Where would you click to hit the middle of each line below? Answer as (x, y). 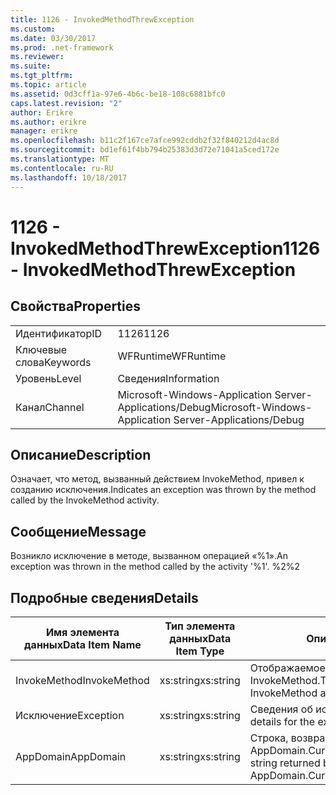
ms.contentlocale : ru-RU (62, 168)
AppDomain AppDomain (71, 756)
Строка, (269, 738)
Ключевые (41, 349)
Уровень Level (48, 378)
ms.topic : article (48, 85)
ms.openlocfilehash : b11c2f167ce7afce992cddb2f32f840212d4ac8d (145, 141)
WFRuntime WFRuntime (172, 356)
